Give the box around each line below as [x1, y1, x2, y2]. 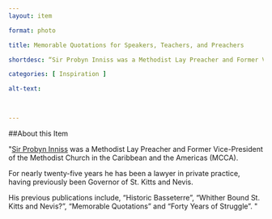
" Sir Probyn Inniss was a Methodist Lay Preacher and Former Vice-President [8, 144, 263, 154]
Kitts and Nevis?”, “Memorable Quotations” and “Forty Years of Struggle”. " [8, 201, 258, 211]
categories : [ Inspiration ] [8, 70, 107, 78]
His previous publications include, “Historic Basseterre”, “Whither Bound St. [8, 192, 261, 202]
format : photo [8, 26, 57, 35]
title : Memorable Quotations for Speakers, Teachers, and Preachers [8, 41, 244, 49]
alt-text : [8, 85, 42, 93]
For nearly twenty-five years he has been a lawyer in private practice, [8, 168, 240, 178]
